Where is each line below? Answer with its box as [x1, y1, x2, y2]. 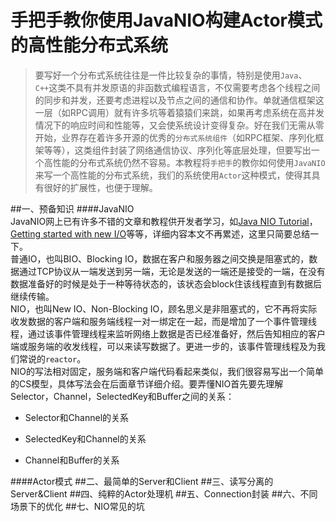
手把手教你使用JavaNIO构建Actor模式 [10, 9, 323, 32]
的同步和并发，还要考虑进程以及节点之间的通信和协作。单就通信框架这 [34, 94, 325, 106]
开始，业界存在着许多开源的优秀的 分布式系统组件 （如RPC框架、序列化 [34, 131, 316, 143]
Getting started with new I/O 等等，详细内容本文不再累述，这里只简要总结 [10, 227, 311, 240]
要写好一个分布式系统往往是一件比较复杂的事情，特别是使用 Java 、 [34, 69, 308, 81]
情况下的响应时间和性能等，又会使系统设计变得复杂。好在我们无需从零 [34, 119, 325, 131]
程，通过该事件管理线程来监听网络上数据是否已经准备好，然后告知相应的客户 [10, 327, 326, 340]
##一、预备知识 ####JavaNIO [10, 202, 135, 215]
